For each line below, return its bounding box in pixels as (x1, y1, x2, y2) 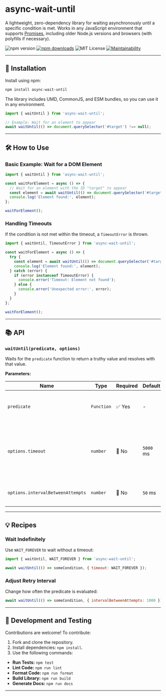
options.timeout (7, 449, 46, 454)
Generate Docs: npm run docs (12, 680, 73, 686)
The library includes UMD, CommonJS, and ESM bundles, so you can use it (5, 96, 158, 102)
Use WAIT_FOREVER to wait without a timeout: (5, 547, 94, 553)
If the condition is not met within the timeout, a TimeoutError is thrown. (5, 232, 149, 237)
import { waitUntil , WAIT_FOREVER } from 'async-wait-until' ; (5, 556, 136, 561)
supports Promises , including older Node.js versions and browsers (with (5, 30, 152, 36)
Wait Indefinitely (5, 535, 46, 542)
